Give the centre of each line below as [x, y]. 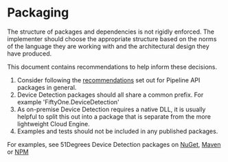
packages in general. [47, 87]
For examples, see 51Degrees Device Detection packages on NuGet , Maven [114, 144]
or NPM [18, 152]
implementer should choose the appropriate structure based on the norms [112, 38]
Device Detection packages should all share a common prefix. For [110, 95]
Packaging [38, 13]
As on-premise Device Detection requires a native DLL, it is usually [111, 109]
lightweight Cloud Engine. [54, 124]
